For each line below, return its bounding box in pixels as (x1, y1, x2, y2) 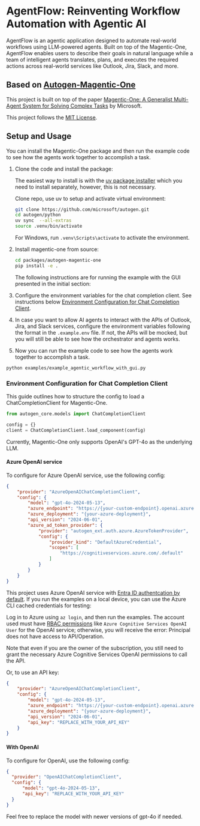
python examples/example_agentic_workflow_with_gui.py (6, 365, 146, 371)
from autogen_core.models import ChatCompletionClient (6, 410, 146, 417)
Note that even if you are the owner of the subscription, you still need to (6, 644, 184, 651)
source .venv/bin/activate (14, 223, 83, 229)
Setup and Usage (6, 131, 72, 142)
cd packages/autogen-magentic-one (14, 257, 101, 264)
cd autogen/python (14, 212, 61, 218)
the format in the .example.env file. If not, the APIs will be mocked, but (14, 329, 187, 336)
